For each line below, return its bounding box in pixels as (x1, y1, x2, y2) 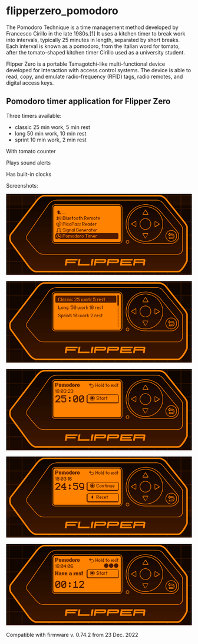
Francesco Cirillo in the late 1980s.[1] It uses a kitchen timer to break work (6, 30, 186, 37)
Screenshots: (6, 182, 38, 189)
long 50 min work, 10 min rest (14, 130, 87, 137)
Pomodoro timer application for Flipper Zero (6, 96, 171, 107)
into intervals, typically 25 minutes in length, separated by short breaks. (6, 36, 180, 43)
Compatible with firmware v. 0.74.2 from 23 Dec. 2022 (6, 632, 138, 639)
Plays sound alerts (6, 159, 51, 166)
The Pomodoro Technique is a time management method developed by (6, 24, 179, 31)
